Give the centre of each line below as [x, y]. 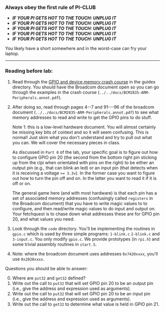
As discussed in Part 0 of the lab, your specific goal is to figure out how [85, 152]
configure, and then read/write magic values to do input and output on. [84, 208]
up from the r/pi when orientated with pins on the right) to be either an [83, 162]
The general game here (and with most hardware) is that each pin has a [84, 193]
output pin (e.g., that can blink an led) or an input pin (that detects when [85, 168]
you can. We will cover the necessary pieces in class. [66, 142]
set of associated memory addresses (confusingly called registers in [82, 198]
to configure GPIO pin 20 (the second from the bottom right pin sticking [84, 157]
